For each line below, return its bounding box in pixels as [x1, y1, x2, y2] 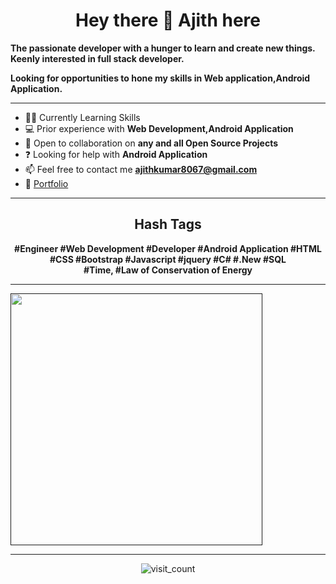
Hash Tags [134, 216, 202, 233]
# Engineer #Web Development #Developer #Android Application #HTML [14, 242, 322, 254]
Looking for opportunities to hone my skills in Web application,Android [10, 72, 311, 84]
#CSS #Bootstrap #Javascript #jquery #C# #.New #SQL [49, 253, 287, 265]
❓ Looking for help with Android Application [24, 148, 208, 160]
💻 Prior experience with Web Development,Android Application [24, 122, 294, 134]
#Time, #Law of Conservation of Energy [83, 264, 253, 276]
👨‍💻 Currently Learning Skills [24, 111, 141, 123]
